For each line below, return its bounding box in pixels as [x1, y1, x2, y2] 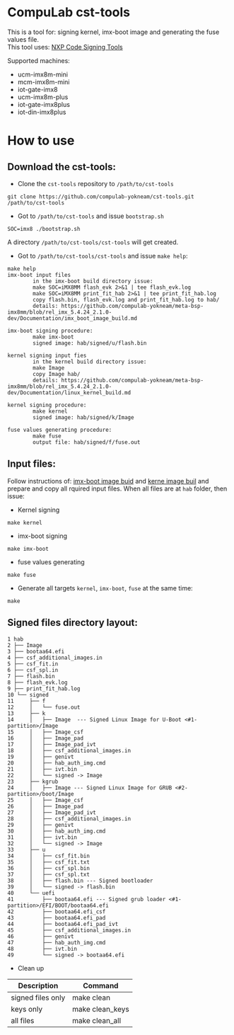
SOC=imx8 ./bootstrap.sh [7, 225, 81, 232]
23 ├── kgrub [7, 778, 59, 785]
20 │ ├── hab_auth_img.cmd [7, 759, 106, 767]
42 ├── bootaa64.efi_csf [7, 908, 106, 915]
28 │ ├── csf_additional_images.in [7, 815, 131, 822]
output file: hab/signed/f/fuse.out [33, 438, 141, 446]
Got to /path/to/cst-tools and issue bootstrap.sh [17, 212, 164, 220]
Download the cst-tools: [7, 161, 117, 173]
